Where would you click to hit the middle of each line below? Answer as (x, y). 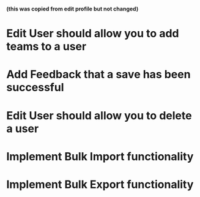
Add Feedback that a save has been (98, 74)
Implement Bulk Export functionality (100, 184)
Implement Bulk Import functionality (100, 156)
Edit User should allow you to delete (99, 115)
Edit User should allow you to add (93, 34)
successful (35, 87)
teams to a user (46, 47)
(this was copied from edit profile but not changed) (72, 9)
